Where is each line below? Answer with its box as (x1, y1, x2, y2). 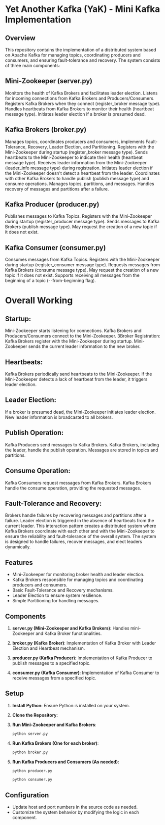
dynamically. (5, 544, 31, 550)
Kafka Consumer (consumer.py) (5, 243, 106, 252)
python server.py (12, 731, 48, 736)
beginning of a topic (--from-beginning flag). (5, 278, 96, 284)
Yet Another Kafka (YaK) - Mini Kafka (5, 3, 160, 15)
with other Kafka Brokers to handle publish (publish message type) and (5, 175, 149, 181)
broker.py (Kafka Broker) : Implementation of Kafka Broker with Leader (12, 640, 156, 646)
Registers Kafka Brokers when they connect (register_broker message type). (5, 100, 161, 106)
